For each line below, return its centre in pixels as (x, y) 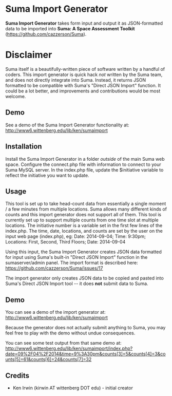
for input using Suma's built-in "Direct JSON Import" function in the (77, 257)
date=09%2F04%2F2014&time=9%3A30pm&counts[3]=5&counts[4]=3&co (85, 354)
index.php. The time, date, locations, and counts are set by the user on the (84, 231)
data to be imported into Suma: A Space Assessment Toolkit (70, 28)
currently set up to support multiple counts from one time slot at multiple (82, 220)
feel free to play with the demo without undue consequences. (70, 333)
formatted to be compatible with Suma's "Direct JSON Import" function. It (83, 85)
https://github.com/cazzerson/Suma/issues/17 (54, 268)
